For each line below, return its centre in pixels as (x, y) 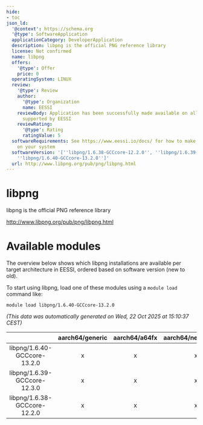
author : (27, 96)
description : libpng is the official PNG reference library (89, 46)
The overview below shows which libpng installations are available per (94, 263)
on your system (36, 147)
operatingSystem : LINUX (41, 79)
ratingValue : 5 (41, 136)
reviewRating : (35, 125)
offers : (21, 62)
